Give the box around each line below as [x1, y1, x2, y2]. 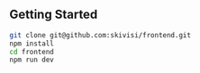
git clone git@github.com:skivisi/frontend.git [9, 30, 192, 39]
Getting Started [9, 7, 98, 22]
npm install [9, 39, 54, 48]
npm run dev [9, 55, 54, 65]
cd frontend [9, 47, 54, 56]
